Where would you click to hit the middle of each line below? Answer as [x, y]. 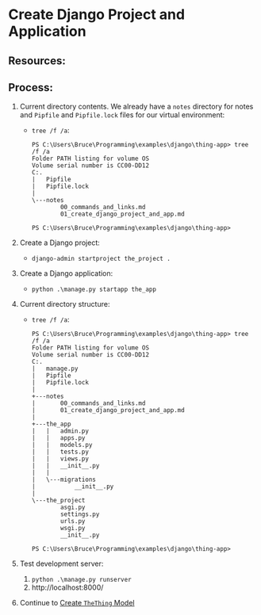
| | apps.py [58, 438]
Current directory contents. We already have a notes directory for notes [136, 107]
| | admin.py [60, 431]
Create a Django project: [60, 243]
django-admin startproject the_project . [101, 259]
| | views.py [60, 459]
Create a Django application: [66, 273]
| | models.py [62, 445]
